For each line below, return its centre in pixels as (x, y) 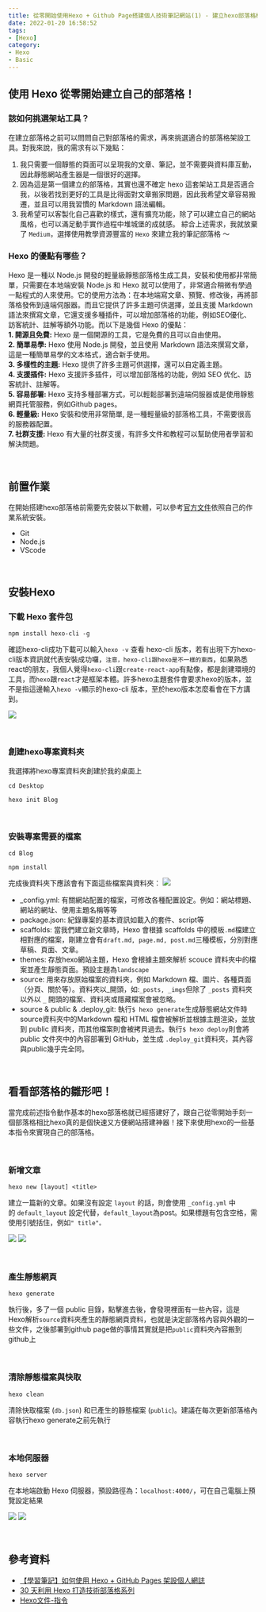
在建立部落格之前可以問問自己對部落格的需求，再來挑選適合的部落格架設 (126, 137)
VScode (32, 550)
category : (25, 45)
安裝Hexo (32, 592)
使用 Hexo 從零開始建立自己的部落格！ (102, 94)
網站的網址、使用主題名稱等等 (68, 909)
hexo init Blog (33, 800)
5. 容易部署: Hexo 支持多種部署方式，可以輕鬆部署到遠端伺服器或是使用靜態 (131, 394)
